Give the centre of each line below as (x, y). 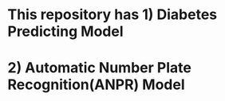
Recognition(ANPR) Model (96, 85)
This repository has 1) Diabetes (112, 15)
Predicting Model (66, 31)
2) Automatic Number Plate (100, 68)
